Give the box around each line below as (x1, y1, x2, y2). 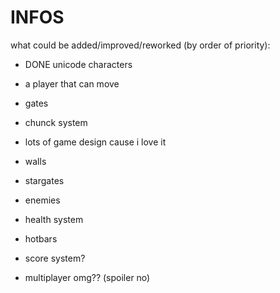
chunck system (24, 116, 88, 128)
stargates (24, 174, 65, 186)
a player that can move (24, 77, 120, 90)
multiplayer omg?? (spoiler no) (24, 271, 151, 283)
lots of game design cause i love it (24, 136, 167, 148)
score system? (24, 252, 86, 264)
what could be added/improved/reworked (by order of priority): (10, 39, 271, 51)
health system (24, 213, 84, 225)
